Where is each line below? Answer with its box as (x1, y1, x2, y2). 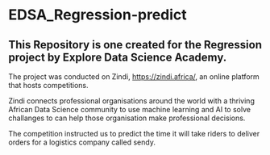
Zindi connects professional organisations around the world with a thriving (8, 96, 255, 106)
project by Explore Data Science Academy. (8, 50, 227, 64)
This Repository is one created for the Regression (8, 38, 262, 52)
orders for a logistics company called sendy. (8, 137, 156, 147)
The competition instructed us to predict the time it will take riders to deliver (8, 129, 260, 138)
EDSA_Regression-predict (8, 6, 187, 24)
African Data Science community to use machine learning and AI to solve (8, 105, 251, 114)
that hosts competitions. (8, 81, 89, 90)
